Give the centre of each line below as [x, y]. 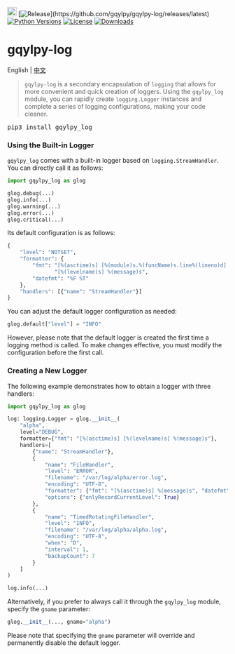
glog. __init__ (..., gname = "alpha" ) [59, 622]
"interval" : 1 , [67, 549]
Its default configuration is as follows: [61, 233]
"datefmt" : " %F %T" [61, 278]
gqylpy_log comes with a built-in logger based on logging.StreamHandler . [113, 161]
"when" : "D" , [63, 543]
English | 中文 [27, 69]
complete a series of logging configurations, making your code [115, 106]
